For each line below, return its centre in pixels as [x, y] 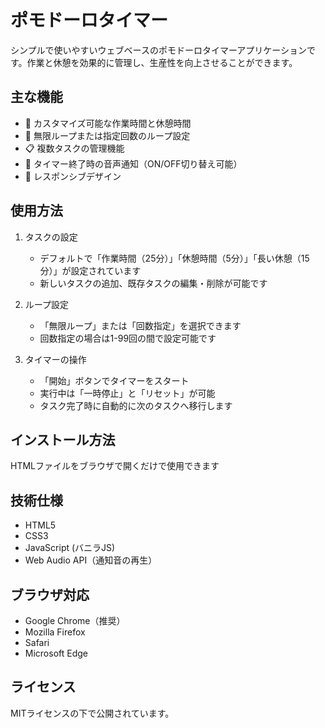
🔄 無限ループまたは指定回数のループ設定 [107, 135]
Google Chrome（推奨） [75, 620]
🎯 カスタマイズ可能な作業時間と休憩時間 [108, 123]
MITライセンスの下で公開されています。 [92, 713]
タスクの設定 [51, 237]
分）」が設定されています [90, 270]
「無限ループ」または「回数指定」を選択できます [140, 325]
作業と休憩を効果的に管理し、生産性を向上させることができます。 [162, 62]
